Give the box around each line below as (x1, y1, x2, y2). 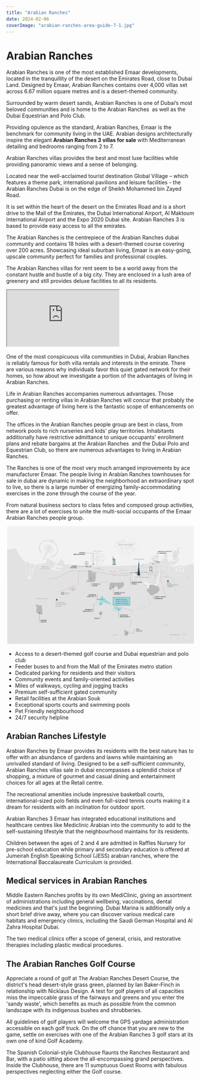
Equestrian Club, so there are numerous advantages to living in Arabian (6, 447, 181, 454)
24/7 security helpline (14, 713, 69, 721)
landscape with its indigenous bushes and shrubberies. (6, 1007, 142, 1014)
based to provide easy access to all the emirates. (6, 222, 127, 230)
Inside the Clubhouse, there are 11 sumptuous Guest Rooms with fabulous (6, 1062, 187, 1069)
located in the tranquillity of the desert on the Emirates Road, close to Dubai (6, 75, 193, 82)
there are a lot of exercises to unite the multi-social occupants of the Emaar (6, 508, 192, 515)
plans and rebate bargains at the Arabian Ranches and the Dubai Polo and (6, 440, 189, 447)
